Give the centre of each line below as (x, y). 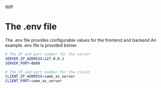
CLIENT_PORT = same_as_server (34, 81)
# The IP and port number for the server (48, 54)
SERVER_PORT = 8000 (23, 63)
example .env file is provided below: (41, 45)
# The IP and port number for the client (48, 72)
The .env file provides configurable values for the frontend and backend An (81, 40)
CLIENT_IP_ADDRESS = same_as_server (40, 77)
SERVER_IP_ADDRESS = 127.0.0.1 (35, 59)
